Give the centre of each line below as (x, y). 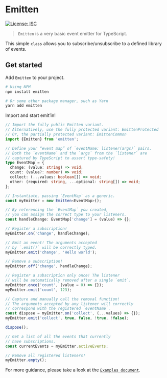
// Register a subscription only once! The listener (63, 275)
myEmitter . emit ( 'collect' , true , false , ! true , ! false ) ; (67, 318)
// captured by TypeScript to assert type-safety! (60, 158)
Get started (24, 65)
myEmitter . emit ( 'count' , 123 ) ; (39, 290)
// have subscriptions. (31, 341)
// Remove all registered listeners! (45, 355)
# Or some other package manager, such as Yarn (57, 101)
